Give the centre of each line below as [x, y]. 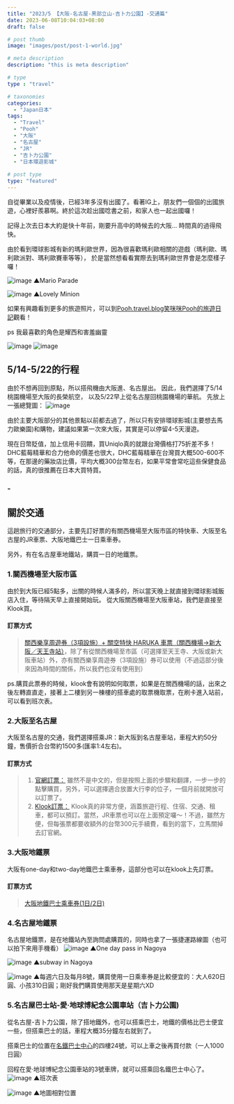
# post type [24, 175]
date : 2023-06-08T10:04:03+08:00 [56, 20]
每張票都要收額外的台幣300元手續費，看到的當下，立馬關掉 [138, 824]
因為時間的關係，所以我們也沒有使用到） [88, 669]
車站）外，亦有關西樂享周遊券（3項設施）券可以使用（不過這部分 [124, 660]
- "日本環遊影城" [36, 161]
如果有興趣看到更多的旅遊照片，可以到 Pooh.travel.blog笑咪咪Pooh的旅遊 [111, 308]
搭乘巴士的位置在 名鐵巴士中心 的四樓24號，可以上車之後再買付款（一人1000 [116, 1045]
